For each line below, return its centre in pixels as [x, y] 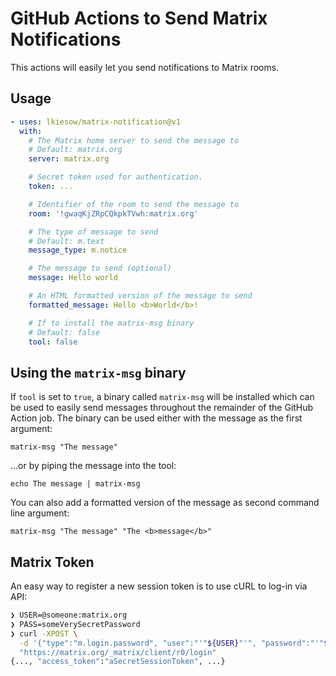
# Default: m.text [66, 241]
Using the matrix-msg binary [98, 372]
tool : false [53, 342]
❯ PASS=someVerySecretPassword [75, 624]
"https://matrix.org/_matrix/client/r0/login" [118, 652]
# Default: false [64, 332]
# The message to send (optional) [100, 268]
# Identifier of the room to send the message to [134, 204]
